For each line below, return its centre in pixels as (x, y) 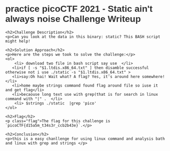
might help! (18, 41)
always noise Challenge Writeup (73, 19)
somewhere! (153, 77)
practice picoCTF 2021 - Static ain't (79, 9)
